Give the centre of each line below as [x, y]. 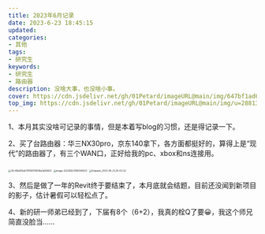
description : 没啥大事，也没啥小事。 [63, 89]
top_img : [22, 103]
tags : [17, 52]
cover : [19, 96]
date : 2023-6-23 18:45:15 [50, 23]
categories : [28, 37]
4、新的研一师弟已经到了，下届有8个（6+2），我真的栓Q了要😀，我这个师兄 [131, 212]
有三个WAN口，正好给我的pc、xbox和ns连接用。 [139, 154]
